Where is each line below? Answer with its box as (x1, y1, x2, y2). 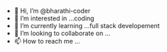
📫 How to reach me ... (14, 37, 80, 45)
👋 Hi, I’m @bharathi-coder (14, 7, 91, 15)
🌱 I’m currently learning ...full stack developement (14, 22, 160, 30)
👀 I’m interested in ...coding (14, 14, 95, 22)
